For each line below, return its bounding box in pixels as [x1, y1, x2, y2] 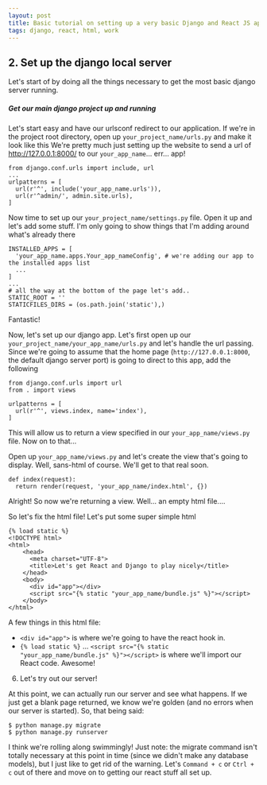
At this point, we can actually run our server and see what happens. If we [8, 689, 248, 699]
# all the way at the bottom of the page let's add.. [8, 287, 191, 295]
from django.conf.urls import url [8, 379, 123, 388]
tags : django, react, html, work [8, 26, 119, 34]
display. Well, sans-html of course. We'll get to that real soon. [8, 460, 209, 470]
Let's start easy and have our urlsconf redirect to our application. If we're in [8, 124, 256, 133]
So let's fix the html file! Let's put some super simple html [8, 512, 196, 521]
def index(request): [8, 476, 77, 484]
